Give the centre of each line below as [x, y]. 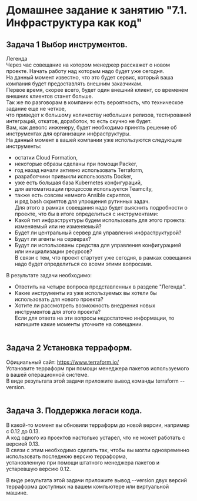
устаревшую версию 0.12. [39, 469]
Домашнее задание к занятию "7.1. [96, 10]
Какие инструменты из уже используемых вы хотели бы [86, 293]
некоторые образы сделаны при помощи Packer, [76, 164]
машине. [17, 493]
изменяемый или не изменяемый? [58, 226]
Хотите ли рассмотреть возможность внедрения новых [85, 306]
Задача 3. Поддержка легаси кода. [74, 411]
